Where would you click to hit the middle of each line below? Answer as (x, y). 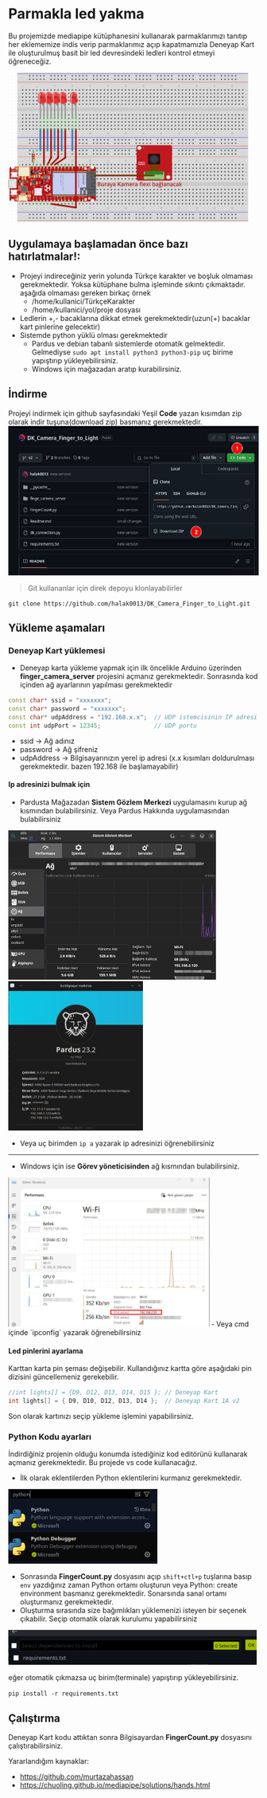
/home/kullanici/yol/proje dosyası (86, 309)
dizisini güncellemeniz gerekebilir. (64, 1377)
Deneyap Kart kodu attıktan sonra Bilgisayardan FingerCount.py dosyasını (130, 1737)
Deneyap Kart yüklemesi (57, 650)
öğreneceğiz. (30, 61)
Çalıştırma (35, 1718)
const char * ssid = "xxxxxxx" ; (60, 701)
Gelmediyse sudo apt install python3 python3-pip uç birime (132, 352)
